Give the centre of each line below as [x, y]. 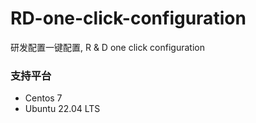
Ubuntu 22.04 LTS [62, 109]
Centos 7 [43, 98]
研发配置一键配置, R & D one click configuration [107, 47]
